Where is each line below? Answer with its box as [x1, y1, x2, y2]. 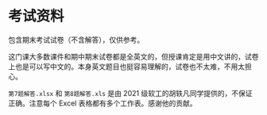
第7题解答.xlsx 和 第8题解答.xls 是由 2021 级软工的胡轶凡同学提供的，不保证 [8, 88, 253, 98]
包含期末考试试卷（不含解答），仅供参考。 [8, 35, 145, 44]
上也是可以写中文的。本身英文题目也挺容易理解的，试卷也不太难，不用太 [8, 61, 245, 71]
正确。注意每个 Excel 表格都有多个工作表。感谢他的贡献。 [8, 98, 197, 108]
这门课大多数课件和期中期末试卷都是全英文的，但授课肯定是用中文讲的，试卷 [8, 52, 259, 61]
